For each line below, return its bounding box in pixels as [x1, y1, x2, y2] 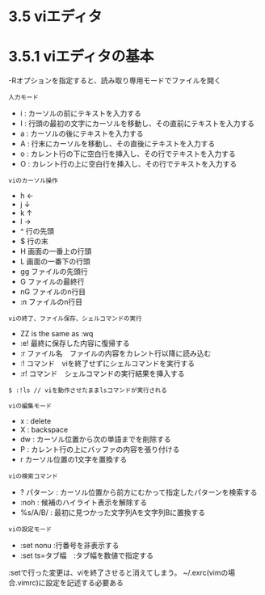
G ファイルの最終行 [19, 276, 85, 287]
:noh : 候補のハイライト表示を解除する [19, 498, 148, 508]
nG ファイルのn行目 [19, 287, 86, 297]
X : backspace [19, 425, 69, 435]
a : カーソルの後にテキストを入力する [19, 129, 144, 138]
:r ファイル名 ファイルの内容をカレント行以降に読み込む [19, 348, 212, 358]
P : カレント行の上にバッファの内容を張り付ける [19, 445, 180, 454]
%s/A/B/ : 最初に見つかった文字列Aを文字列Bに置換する [19, 508, 206, 517]
